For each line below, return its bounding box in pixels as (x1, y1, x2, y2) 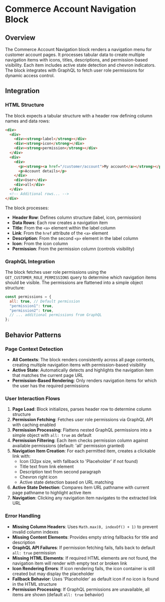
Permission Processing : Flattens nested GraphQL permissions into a (12, 427, 152, 433)
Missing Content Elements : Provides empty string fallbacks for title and (12, 534, 158, 540)
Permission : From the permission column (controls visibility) (12, 246, 135, 252)
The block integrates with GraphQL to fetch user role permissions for (5, 67, 144, 73)
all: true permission (12, 549, 56, 556)
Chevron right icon (19, 474, 57, 480)
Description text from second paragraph (19, 469, 101, 475)
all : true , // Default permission (9, 299, 80, 304)
